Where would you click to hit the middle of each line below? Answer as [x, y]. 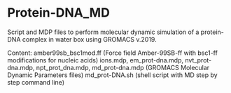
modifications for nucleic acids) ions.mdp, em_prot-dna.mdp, [96, 60]
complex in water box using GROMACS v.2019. [89, 39]
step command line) [36, 82]
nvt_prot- [198, 60]
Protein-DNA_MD [58, 13]
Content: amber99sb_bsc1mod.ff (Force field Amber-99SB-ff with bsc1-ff [113, 53]
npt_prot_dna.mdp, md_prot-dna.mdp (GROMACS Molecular [123, 67]
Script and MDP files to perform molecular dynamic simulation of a [103, 32]
